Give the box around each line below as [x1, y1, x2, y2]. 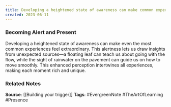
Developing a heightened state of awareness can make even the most [5, 40, 152, 46]
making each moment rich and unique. [5, 67, 86, 74]
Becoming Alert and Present [5, 29, 76, 36]
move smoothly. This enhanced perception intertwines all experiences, [5, 62, 154, 68]
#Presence [5, 97, 28, 103]
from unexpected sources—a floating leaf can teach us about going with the [5, 51, 165, 57]
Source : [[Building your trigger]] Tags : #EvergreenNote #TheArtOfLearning [5, 92, 163, 98]
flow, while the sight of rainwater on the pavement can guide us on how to [5, 56, 161, 62]
